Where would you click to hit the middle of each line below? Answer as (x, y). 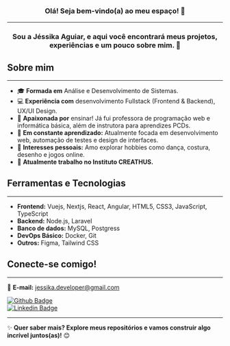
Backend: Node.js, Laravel (54, 221)
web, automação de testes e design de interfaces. (88, 140)
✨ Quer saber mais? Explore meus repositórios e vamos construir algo (109, 328)
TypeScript (33, 213)
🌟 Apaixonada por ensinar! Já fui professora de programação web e (114, 119)
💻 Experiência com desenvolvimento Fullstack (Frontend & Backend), (116, 101)
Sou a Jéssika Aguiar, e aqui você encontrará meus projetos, (115, 37)
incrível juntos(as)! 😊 (39, 335)
